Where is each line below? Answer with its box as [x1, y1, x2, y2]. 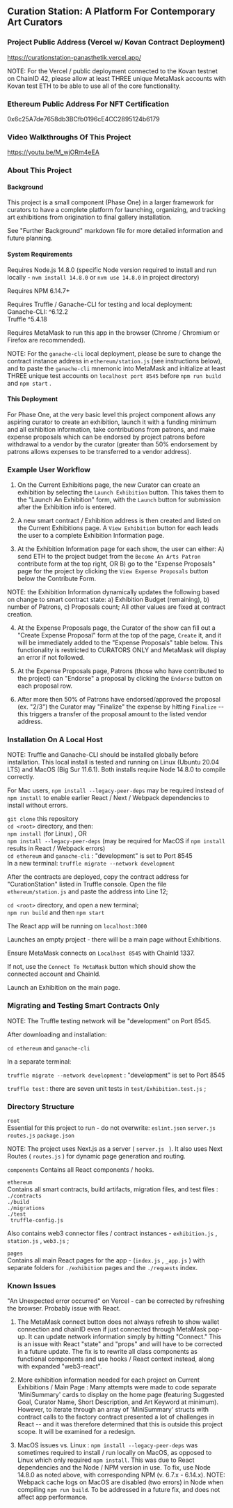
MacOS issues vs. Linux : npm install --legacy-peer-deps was [17, 1441, 198, 1449]
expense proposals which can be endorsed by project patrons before [7, 432, 206, 441]
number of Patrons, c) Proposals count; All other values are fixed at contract [7, 603, 226, 611]
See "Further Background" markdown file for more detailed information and [7, 227, 223, 235]
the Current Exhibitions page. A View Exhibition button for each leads [17, 524, 219, 532]
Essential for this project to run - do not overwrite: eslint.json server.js [7, 1124, 216, 1132]
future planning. [7, 234, 54, 243]
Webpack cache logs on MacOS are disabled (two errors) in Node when [17, 1478, 224, 1486]
